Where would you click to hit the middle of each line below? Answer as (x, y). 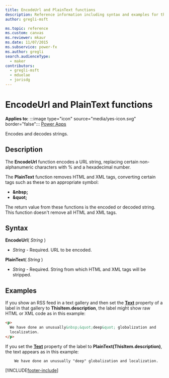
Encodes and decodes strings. (37, 133)
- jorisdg (20, 80)
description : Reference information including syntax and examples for (82, 15)
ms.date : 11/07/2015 (27, 43)
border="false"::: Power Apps (36, 124)
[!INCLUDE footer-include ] (32, 370)
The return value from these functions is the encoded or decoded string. (80, 207)
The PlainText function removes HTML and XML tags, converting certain (80, 177)
